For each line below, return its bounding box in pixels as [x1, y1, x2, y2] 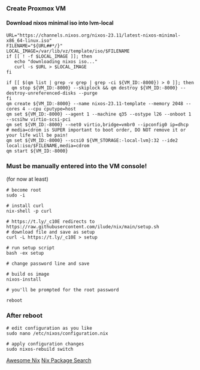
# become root [6, 187, 42, 193]
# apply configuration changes [6, 341, 84, 347]
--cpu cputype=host [28, 106, 77, 112]
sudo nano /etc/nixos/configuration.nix [6, 330, 109, 336]
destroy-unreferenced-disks [6, 90, 77, 97]
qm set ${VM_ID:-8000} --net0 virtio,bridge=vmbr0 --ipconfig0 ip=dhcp [6, 122, 189, 128]
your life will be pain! [6, 132, 68, 139]
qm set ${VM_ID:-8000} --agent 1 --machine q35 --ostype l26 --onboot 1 [6, 111, 192, 118]
